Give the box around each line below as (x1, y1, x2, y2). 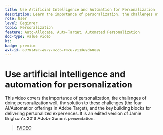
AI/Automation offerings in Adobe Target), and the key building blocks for (5, 105, 151, 111)
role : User (5, 16, 27, 21)
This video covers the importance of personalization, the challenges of (5, 95, 147, 101)
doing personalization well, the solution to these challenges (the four (5, 100, 142, 106)
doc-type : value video (5, 34, 51, 39)
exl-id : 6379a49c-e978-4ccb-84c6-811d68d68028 (5, 48, 101, 52)
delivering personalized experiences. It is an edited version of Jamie (5, 110, 142, 117)
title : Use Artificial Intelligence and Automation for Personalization (5, 7, 155, 12)
